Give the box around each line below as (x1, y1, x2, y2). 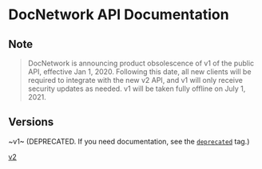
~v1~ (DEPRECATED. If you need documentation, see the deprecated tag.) (8, 136, 250, 146)
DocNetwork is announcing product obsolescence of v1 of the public (27, 58, 255, 68)
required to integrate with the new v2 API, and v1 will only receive (27, 76, 244, 84)
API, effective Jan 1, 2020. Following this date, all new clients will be (27, 67, 252, 77)
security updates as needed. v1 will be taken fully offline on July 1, (27, 84, 246, 93)
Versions (8, 116, 54, 129)
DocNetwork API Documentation (8, 6, 229, 24)
